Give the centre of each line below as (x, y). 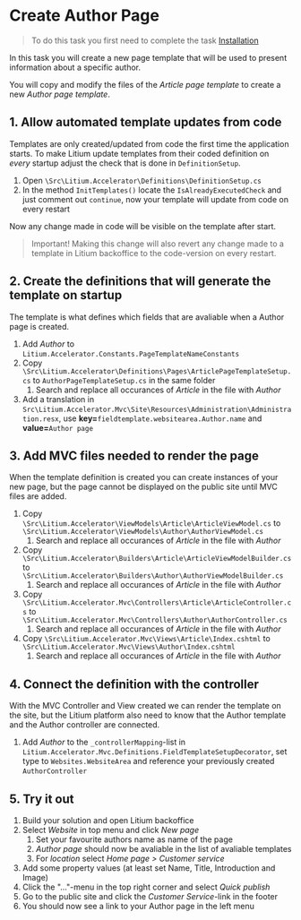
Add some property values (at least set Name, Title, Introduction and (149, 868)
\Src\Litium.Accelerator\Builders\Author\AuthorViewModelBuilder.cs (153, 576)
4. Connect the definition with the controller (134, 684)
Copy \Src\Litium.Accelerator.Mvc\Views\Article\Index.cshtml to (146, 639)
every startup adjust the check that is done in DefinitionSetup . (125, 163)
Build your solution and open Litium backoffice (108, 820)
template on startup (66, 295)
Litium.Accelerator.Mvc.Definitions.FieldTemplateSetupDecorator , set (155, 752)
